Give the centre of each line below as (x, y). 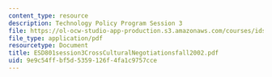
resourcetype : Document (49, 46)
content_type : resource (49, 16)
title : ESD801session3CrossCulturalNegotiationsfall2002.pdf (114, 53)
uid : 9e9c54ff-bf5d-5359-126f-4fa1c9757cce (83, 61)
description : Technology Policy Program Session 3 (96, 23)
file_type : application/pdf (56, 38)
